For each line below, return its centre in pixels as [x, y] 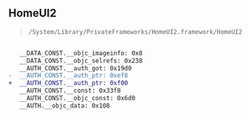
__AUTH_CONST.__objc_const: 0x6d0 [77, 99]
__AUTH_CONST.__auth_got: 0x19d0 [75, 68]
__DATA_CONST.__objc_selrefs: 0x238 [81, 61]
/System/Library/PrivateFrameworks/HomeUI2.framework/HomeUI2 [135, 32]
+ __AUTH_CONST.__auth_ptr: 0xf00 [68, 83]
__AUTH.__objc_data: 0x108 [65, 105]
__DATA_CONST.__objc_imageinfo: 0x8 [81, 53]
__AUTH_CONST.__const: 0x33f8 [70, 91]
